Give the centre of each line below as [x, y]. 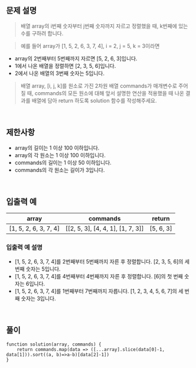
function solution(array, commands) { [54, 344]
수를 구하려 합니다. [42, 33]
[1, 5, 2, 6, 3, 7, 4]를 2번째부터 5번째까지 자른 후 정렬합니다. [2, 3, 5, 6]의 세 [102, 261]
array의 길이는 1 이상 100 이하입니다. [57, 148]
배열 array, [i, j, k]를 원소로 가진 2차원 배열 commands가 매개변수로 [99, 86]
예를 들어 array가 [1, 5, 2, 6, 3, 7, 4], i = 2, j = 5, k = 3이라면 [90, 45]
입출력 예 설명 [24, 247]
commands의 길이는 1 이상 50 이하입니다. [63, 162]
